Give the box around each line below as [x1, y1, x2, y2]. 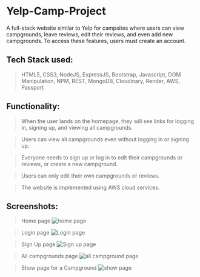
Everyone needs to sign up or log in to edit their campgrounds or [21, 153, 183, 161]
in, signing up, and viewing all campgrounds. [21, 124, 133, 131]
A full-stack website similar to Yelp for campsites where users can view [6, 24, 185, 32]
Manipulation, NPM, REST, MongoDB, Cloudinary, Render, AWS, [21, 77, 181, 84]
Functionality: [6, 101, 60, 112]
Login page [21, 229, 50, 236]
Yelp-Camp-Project [6, 4, 106, 18]
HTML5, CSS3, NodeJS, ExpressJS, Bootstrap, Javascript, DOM [21, 71, 181, 78]
